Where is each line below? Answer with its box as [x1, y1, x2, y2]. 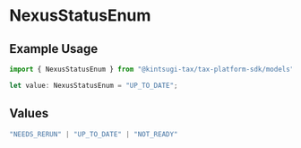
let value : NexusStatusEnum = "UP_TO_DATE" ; [9, 81, 178, 90]
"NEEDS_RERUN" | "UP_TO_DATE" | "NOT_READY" [9, 129, 178, 139]
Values [9, 106, 49, 121]
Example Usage [9, 41, 99, 57]
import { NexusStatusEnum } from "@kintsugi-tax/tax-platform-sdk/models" [9, 65, 295, 74]
